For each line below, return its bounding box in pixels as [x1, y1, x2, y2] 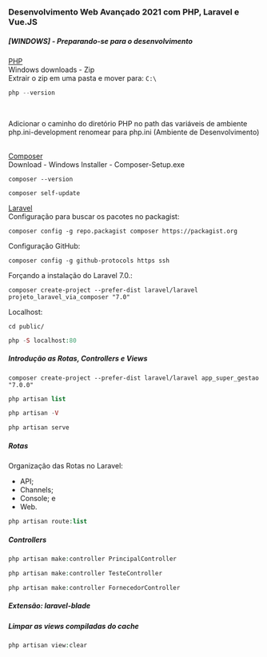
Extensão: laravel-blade [8, 601, 90, 611]
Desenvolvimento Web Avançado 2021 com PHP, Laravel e [8, 6, 240, 18]
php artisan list [8, 395, 66, 403]
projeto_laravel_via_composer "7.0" [8, 293, 130, 301]
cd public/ [8, 322, 45, 330]
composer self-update [8, 189, 81, 197]
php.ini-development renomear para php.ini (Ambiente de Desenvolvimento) [8, 127, 260, 137]
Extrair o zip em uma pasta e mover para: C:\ [8, 73, 157, 82]
